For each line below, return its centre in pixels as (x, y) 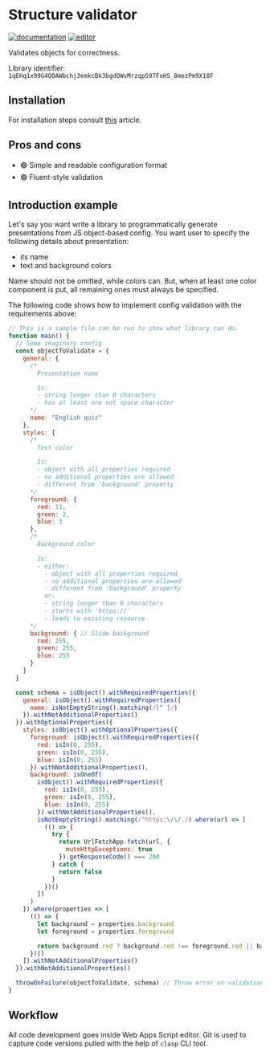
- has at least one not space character (106, 403)
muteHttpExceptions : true (109, 850)
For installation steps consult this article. (75, 120)
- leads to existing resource (95, 618)
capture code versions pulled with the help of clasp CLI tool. (108, 1043)
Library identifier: (37, 68)
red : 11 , (52, 507)
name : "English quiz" (66, 418)
